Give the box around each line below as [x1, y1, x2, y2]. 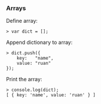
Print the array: [6, 76, 42, 83]
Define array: [6, 18, 38, 25]
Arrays [6, 4, 26, 12]
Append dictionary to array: [6, 39, 73, 46]
